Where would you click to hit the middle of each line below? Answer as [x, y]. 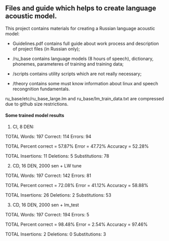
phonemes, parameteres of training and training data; [68, 64]
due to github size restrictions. [37, 104]
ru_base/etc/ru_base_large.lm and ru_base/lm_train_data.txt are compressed [84, 98]
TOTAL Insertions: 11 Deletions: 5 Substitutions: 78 [57, 156]
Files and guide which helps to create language [81, 8]
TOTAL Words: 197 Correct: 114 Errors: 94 [48, 137]
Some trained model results [35, 115]
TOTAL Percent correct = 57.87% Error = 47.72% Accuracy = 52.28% [77, 146]
